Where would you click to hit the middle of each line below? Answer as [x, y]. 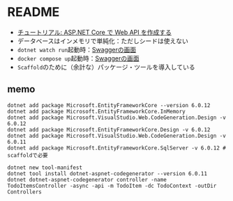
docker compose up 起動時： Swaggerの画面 [78, 58]
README [33, 12]
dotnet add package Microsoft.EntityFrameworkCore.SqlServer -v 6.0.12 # [117, 148]
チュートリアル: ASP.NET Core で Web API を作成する [95, 32]
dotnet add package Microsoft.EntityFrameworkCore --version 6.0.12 [109, 105]
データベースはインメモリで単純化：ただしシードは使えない [103, 41]
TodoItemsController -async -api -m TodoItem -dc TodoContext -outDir [112, 186]
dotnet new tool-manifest [45, 168]
